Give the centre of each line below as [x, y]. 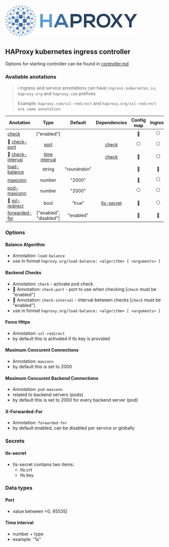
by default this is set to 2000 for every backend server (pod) [75, 400]
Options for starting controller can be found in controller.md [67, 64]
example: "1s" [27, 539]
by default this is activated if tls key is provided [61, 338]
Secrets [15, 441]
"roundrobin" [78, 169]
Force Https [18, 322]
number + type [28, 534]
